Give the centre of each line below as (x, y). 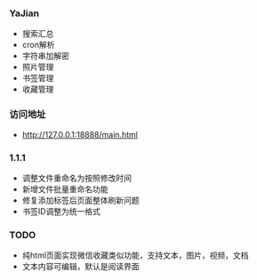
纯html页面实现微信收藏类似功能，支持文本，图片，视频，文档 (135, 255)
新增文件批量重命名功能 (65, 188)
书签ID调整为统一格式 (61, 211)
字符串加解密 (45, 56)
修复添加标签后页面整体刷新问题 (80, 200)
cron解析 (38, 45)
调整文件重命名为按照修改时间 (76, 178)
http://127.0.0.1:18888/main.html (80, 134)
